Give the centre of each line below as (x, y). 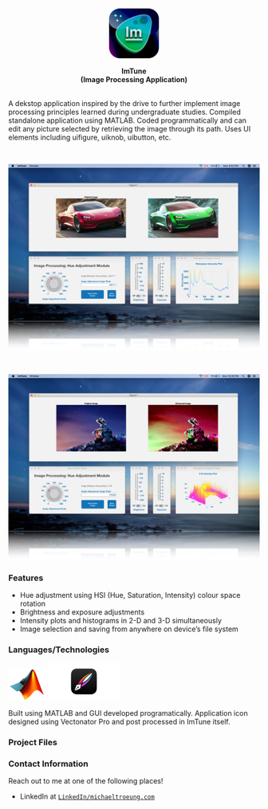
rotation (33, 603)
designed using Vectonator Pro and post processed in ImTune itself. (119, 722)
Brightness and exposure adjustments (82, 612)
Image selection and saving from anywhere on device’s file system (129, 629)
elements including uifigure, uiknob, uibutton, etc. (90, 137)
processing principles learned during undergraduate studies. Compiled (125, 112)
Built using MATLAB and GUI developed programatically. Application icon (128, 713)
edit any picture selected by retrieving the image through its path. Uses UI (130, 129)
